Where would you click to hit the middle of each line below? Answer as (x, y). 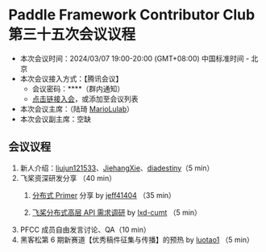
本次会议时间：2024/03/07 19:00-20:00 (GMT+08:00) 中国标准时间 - (135, 58)
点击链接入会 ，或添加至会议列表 (85, 99)
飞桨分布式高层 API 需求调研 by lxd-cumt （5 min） (116, 212)
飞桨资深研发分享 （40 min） (68, 178)
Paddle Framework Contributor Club (132, 15)
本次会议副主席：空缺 (55, 119)
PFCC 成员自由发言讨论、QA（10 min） (85, 229)
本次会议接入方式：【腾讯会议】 (71, 78)
